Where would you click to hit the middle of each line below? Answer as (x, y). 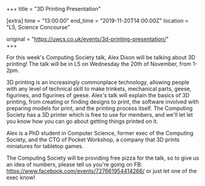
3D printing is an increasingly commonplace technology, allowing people (98, 82)
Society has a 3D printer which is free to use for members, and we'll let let (100, 115)
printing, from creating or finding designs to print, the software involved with (102, 102)
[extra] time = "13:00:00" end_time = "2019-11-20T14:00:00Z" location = (98, 20)
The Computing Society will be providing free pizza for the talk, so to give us (103, 158)
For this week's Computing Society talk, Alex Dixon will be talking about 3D (101, 57)
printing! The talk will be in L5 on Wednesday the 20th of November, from (99, 64)
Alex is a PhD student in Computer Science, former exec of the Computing (100, 133)
